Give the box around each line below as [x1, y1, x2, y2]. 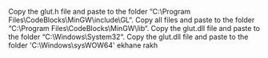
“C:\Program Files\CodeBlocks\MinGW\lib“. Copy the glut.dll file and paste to [8, 24, 260, 33]
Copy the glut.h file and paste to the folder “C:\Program [8, 7, 191, 16]
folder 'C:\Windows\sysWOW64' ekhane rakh [8, 41, 158, 50]
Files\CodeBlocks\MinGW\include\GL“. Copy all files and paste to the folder [8, 15, 255, 25]
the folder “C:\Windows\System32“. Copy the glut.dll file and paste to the [8, 32, 249, 41]
